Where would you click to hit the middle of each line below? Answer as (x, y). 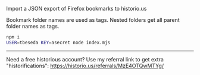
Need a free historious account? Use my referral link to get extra (85, 59)
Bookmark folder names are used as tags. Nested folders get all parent (93, 20)
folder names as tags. (33, 26)
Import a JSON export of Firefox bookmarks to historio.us (76, 9)
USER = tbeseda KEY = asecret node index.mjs (58, 43)
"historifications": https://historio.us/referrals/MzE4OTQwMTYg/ (85, 66)
